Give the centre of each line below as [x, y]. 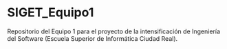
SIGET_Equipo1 [51, 13]
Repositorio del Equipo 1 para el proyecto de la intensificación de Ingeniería [114, 31]
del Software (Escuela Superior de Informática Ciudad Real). [93, 38]
